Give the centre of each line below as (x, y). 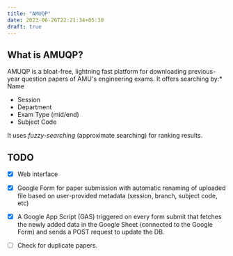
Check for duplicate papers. (57, 246)
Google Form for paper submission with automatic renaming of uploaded (121, 188)
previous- (202, 72)
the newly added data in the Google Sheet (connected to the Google (115, 225)
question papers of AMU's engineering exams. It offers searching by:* (122, 79)
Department (34, 107)
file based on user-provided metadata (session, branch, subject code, (117, 196)
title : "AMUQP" (29, 14)
